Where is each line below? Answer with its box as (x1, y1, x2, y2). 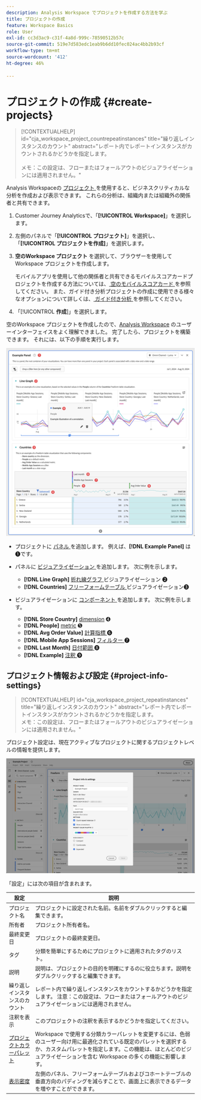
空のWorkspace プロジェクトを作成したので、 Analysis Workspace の (6, 321, 176, 328)
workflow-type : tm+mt (6, 48, 60, 54)
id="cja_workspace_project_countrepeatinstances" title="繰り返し (20, 135, 184, 142)
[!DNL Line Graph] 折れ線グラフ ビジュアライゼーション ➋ (23, 576, 167, 583)
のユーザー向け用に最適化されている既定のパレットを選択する (35, 1038, 187, 1045)
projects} (6, 108, 54, 122)
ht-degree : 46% (6, 60, 44, 66)
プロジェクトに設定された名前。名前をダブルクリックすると (35, 904, 182, 912)
